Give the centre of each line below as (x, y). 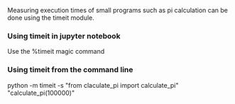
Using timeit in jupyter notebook (64, 36)
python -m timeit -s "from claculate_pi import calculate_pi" (93, 85)
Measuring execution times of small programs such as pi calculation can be (118, 10)
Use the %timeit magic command (56, 52)
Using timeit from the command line (70, 70)
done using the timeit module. (51, 18)
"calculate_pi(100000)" (41, 93)
